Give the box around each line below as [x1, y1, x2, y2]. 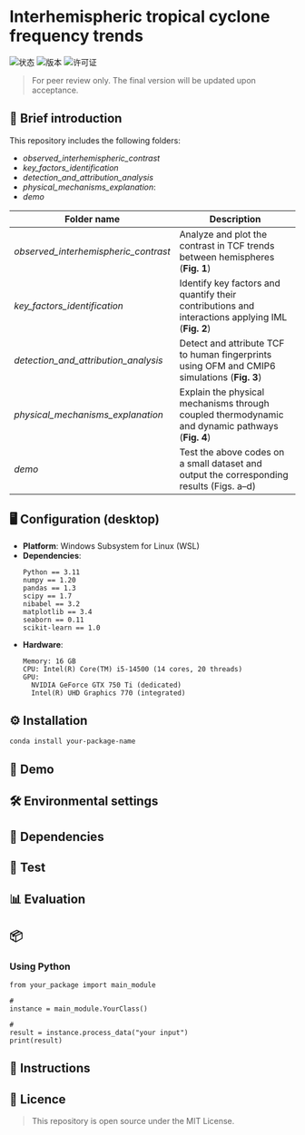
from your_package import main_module [9, 981, 156, 990]
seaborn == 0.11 [22, 615, 84, 624]
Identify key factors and [179, 277, 280, 289]
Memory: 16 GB [22, 656, 76, 666]
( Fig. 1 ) [179, 261, 212, 274]
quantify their [179, 288, 237, 300]
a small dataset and [179, 456, 262, 469]
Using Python [9, 960, 71, 973]
